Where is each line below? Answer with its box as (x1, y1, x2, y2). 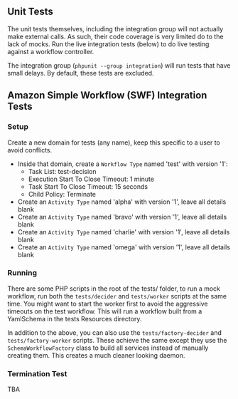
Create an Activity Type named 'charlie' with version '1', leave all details (17, 227, 230, 236)
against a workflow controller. (7, 47, 94, 56)
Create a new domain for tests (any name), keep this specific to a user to (7, 138, 220, 147)
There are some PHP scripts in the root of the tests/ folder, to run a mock (7, 284, 221, 293)
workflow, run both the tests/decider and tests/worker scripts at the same (7, 291, 227, 300)
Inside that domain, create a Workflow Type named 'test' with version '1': (17, 160, 228, 168)
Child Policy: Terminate (28, 190, 96, 198)
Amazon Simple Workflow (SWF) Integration (7, 89, 207, 102)
